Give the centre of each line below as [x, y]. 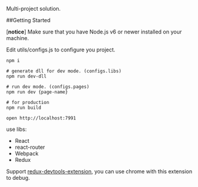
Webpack [27, 154]
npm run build [24, 108]
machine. [18, 38]
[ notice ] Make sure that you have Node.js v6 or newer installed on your [94, 32]
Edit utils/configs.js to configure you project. [61, 50]
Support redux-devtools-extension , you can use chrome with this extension [99, 171]
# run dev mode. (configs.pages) [48, 87]
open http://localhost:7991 [41, 118]
